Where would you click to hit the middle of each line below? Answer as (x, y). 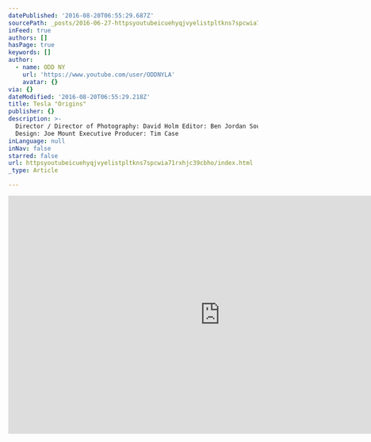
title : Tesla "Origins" (48, 104)
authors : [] (28, 38)
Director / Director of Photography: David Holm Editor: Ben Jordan (131, 126)
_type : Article (33, 171)
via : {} (21, 89)
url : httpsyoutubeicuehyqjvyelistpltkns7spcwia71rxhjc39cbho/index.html (131, 163)
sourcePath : (28, 23)
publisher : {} (32, 112)
